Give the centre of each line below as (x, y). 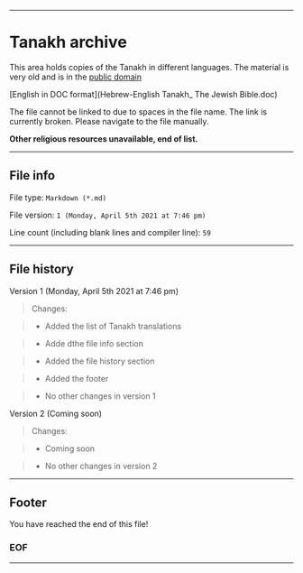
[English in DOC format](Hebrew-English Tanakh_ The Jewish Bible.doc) (143, 94)
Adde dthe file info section (94, 343)
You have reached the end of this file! (79, 524)
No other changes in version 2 (101, 466)
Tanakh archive (69, 42)
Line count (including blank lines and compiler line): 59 (110, 232)
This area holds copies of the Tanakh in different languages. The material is (149, 67)
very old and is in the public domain (76, 77)
